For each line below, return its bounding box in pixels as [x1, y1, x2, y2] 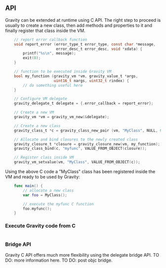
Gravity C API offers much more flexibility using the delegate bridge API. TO [5, 252, 160, 258]
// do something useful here [23, 83, 83, 88]
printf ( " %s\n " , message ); [23, 51, 77, 56]
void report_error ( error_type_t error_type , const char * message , [14, 42, 156, 46]
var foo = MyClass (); [23, 192, 68, 197]
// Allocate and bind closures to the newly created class [14, 137, 138, 142]
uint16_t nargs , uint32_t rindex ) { [53, 78, 129, 83]
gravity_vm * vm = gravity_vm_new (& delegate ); [14, 115, 110, 120]
